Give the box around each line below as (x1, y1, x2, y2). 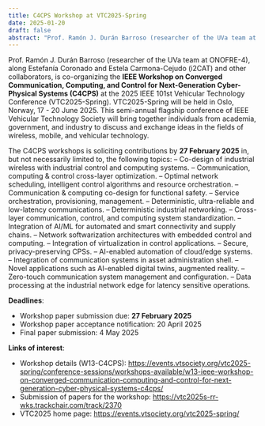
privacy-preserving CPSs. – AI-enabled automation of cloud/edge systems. (8, 247, 253, 257)
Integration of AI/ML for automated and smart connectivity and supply (8, 222, 236, 232)
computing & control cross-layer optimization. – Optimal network (8, 172, 219, 181)
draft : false (8, 26, 51, 34)
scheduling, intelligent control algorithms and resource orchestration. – (8, 179, 239, 190)
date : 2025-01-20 (8, 19, 66, 27)
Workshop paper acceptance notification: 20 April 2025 (19, 319, 202, 329)
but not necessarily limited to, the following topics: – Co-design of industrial (8, 155, 255, 164)
